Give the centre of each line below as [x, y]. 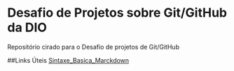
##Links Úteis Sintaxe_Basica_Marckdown [68, 60]
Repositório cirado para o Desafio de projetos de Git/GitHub [94, 47]
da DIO [27, 27]
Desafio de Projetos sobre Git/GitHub [117, 13]
